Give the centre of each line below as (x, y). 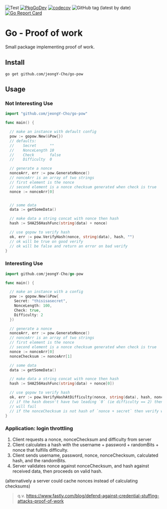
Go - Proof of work (44, 33)
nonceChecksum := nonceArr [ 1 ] (41, 356)
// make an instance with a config (46, 292)
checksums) (18, 486)
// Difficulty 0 (31, 159)
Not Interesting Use (29, 104)
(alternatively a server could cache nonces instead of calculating (72, 481)
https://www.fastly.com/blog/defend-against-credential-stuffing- (93, 496)
